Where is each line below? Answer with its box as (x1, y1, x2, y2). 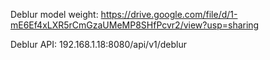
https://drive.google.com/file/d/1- (100, 9, 238, 20)
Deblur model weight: (10, 9, 99, 20)
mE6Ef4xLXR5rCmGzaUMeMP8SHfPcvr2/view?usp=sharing (10, 19, 260, 31)
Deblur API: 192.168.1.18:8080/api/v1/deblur (10, 39, 187, 50)
